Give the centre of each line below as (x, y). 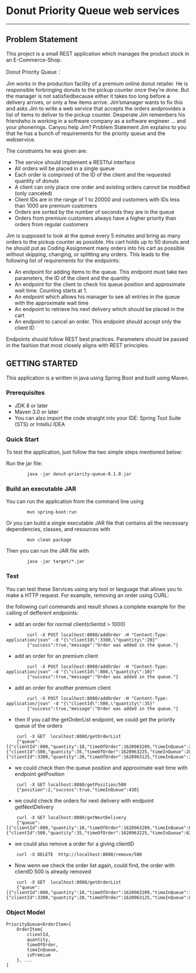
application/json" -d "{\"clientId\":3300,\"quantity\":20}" (82, 640)
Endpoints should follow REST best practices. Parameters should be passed (97, 339)
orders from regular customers (51, 224)
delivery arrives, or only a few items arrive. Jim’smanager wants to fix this (94, 102)
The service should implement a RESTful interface (75, 162)
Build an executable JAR (41, 489)
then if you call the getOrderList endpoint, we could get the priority (95, 719)
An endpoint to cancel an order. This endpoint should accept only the (98, 321)
